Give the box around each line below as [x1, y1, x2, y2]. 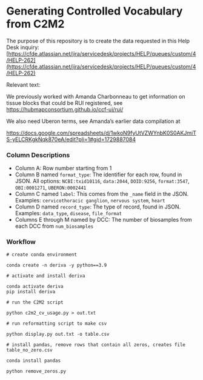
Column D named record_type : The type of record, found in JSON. [15, 203, 181, 210]
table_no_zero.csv [6, 347, 53, 353]
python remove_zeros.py [6, 368, 67, 374]
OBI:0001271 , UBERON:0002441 [15, 184, 87, 192]
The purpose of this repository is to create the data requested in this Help [6, 37, 190, 44]
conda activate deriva [6, 283, 64, 289]
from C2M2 [6, 17, 65, 31]
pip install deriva [6, 288, 56, 295]
